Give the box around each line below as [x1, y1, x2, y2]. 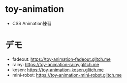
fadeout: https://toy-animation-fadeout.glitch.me [12, 56, 111, 62]
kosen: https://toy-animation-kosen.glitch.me [12, 67, 104, 73]
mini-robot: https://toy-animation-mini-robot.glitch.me [12, 72, 122, 78]
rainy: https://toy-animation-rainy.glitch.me [12, 61, 99, 67]
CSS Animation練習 [12, 20, 52, 26]
